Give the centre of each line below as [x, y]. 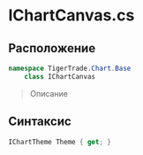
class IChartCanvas [60, 76]
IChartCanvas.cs [71, 15]
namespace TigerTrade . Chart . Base [70, 68]
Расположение [52, 48]
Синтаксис [40, 122]
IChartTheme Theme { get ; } [60, 142]
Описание [49, 93]
